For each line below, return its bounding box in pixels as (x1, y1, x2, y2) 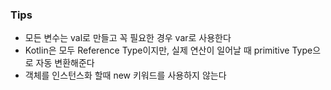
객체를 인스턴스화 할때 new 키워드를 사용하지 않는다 (24, 69, 227, 82)
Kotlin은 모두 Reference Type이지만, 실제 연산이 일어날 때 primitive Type (24, 44, 313, 57)
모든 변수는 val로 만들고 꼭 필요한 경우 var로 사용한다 (24, 32, 232, 44)
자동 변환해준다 (35, 57, 95, 69)
